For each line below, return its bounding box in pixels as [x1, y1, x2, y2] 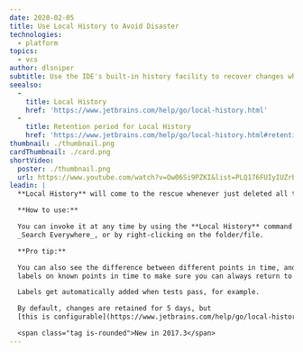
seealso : [9, 80, 42, 89]
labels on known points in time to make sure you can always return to [17, 272, 293, 281]
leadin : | [9, 181, 47, 190]
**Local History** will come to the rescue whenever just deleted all [17, 190, 289, 199]
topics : [9, 47, 39, 56]
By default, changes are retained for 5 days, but [17, 304, 212, 313]
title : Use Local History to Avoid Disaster [9, 22, 179, 31]
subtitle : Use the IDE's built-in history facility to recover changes [9, 72, 284, 81]
